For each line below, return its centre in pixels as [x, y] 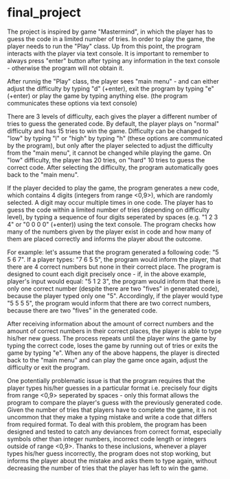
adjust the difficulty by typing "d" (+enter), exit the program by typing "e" [111, 88]
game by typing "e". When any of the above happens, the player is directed [113, 353]
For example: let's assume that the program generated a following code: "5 [113, 252]
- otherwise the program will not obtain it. [66, 68]
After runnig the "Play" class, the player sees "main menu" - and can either [113, 81]
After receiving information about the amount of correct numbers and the [111, 323]
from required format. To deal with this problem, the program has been [107, 424]
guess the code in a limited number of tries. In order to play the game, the [111, 38]
